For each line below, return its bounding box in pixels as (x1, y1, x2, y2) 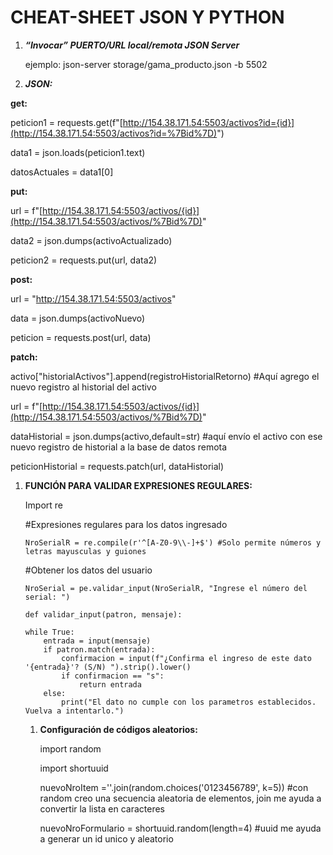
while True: (24, 627, 75, 637)
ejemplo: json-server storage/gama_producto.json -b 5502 (24, 58, 268, 70)
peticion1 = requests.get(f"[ (10, 116, 123, 128)
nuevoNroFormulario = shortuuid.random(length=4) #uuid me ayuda (39, 822, 322, 834)
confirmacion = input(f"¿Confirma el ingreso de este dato (61, 653, 312, 663)
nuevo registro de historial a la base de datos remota (10, 441, 228, 453)
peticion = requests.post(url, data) (10, 331, 152, 343)
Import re (24, 499, 63, 511)
